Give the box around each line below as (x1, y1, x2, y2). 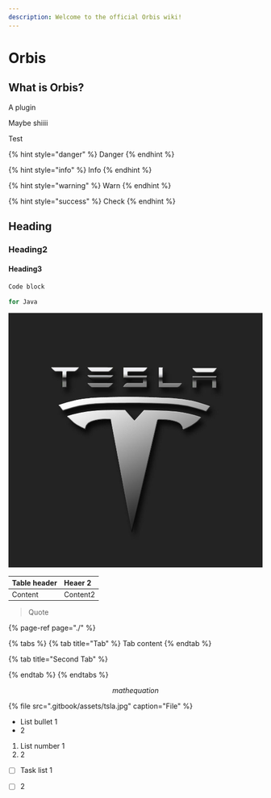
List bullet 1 (19, 717, 58, 727)
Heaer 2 (64, 577, 92, 587)
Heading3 (8, 263, 43, 274)
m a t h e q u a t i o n (112, 686, 159, 695)
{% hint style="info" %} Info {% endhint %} (8, 165, 152, 174)
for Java (8, 298, 38, 306)
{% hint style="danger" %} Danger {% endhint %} (8, 149, 175, 159)
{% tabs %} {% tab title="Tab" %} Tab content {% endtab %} (8, 639, 212, 649)
